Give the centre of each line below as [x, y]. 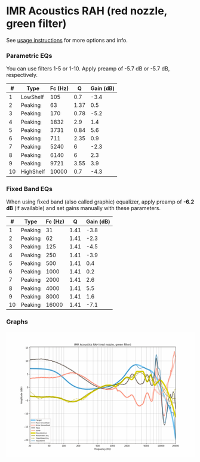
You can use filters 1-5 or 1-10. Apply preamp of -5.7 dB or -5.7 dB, [88, 69]
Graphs [17, 322]
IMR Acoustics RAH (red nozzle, [87, 11]
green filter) [36, 24]
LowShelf [32, 97]
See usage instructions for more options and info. [67, 40]
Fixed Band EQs [29, 189]
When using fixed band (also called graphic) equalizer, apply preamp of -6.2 [100, 202]
